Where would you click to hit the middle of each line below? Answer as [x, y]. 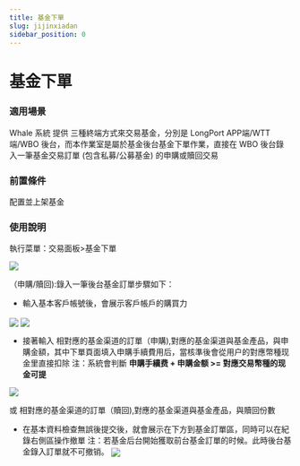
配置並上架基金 [37, 202]
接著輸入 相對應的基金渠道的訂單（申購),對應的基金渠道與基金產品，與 [151, 341]
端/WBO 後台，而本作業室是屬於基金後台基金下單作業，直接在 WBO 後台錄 [147, 143]
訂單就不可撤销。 [77, 451]
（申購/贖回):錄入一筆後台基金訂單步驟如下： [92, 284]
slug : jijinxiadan [43, 26]
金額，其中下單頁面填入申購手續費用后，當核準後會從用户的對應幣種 [156, 351]
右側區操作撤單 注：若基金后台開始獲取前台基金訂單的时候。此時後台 [157, 440]
